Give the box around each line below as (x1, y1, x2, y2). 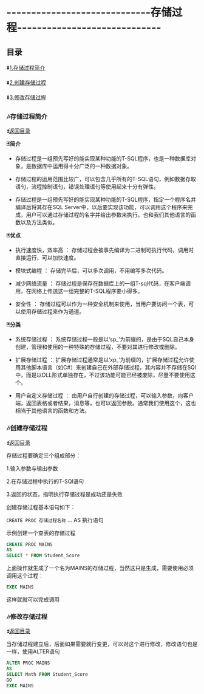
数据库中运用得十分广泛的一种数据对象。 (31, 162, 132, 170)
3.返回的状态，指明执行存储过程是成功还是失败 (6, 490, 123, 498)
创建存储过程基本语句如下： (6, 503, 76, 510)
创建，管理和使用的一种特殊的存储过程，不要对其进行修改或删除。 (15, 343, 180, 351)
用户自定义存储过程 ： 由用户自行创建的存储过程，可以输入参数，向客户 (15, 392, 194, 399)
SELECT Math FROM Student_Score (6, 672, 88, 678)
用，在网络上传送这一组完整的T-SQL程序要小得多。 (15, 287, 143, 295)
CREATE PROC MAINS (6, 541, 53, 548)
